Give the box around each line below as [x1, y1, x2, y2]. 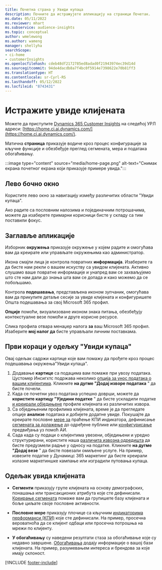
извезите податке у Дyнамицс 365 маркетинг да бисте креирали [12, 452, 147, 458]
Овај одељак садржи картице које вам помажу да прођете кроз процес [5, 355, 155, 361]
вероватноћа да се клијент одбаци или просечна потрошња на [12, 520, 143, 526]
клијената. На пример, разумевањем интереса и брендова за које [12, 545, 150, 551]
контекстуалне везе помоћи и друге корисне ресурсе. [5, 314, 118, 320]
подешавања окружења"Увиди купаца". [5, 361, 88, 366]
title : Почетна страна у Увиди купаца [5, 7, 83, 12]
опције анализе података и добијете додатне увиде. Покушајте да [12, 411, 150, 417]
